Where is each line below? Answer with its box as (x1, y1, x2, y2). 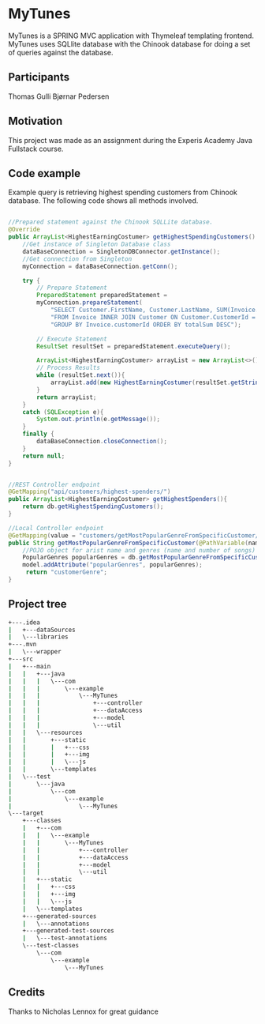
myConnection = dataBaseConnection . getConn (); (22, 262, 178, 270)
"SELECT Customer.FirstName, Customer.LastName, (50, 306, 214, 314)
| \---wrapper (8, 648, 62, 656)
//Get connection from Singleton (22, 254, 132, 263)
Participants (8, 70, 69, 84)
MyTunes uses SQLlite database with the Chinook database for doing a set (8, 39, 251, 48)
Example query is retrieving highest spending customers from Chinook (8, 187, 238, 198)
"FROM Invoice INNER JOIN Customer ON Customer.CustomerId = (50, 313, 256, 321)
